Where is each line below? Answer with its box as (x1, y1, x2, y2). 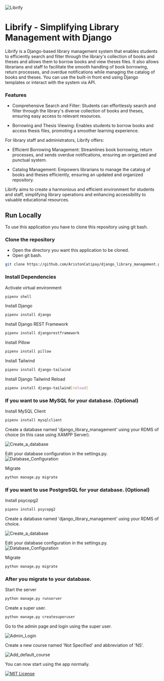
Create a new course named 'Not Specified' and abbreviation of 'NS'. (5, 642, 144, 648)
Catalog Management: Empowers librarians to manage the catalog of (12, 167, 151, 173)
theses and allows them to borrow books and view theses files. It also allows (5, 59, 159, 65)
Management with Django (5, 32, 112, 44)
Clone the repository (5, 236, 55, 243)
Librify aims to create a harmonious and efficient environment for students (5, 186, 155, 193)
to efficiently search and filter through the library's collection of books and (5, 53, 155, 59)
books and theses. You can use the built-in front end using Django (5, 74, 138, 80)
